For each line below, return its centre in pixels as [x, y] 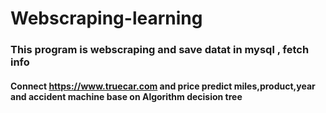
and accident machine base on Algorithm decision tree [126, 96]
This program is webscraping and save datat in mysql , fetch [160, 50]
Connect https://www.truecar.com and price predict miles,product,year [163, 86]
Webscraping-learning [106, 18]
